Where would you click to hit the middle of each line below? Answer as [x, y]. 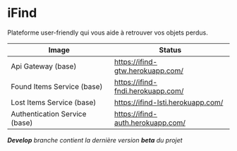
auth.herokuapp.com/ [150, 123]
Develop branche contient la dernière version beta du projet [95, 140]
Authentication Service [49, 114]
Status [170, 49]
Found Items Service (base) [57, 86]
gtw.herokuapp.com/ [148, 71]
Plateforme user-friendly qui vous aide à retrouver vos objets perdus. [108, 32]
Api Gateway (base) [44, 66]
